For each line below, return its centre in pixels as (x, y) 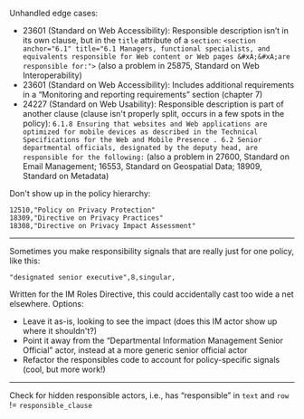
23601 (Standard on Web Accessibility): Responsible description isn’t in (156, 30)
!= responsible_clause (51, 405)
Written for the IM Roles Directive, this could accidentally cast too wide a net (152, 294)
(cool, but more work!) (64, 369)
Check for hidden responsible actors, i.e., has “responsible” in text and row (149, 395)
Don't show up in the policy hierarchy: (80, 193)
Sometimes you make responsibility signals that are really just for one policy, (152, 251)
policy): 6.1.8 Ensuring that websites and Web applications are (145, 123)
